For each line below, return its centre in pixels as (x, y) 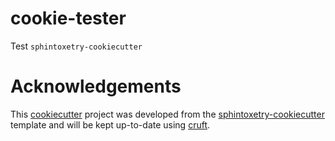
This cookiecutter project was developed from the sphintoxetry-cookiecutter (167, 114)
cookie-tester (68, 18)
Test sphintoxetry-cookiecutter (76, 46)
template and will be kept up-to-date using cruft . (110, 124)
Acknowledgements (96, 86)
